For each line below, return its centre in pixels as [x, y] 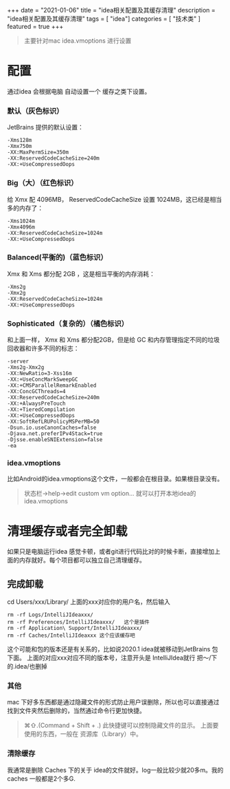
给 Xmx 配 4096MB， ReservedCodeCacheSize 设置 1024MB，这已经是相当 [115, 199]
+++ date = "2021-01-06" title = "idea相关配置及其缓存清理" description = [112, 10]
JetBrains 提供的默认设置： [46, 127]
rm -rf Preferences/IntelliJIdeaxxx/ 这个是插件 [78, 622]
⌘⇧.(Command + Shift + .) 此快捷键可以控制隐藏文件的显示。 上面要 [121, 726]
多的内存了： [25, 208]
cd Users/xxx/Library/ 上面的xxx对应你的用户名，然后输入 [89, 602]
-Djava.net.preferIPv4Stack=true [55, 434]
